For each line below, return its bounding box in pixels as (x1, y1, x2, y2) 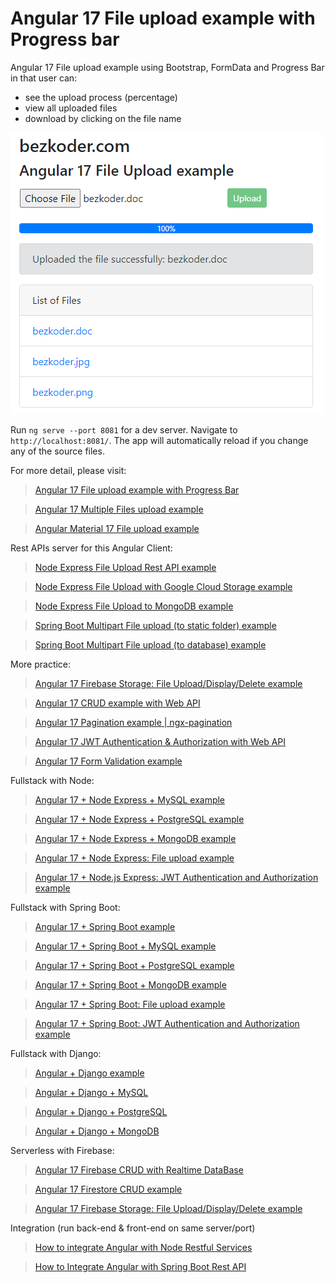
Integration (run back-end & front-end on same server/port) (10, 1222, 256, 1234)
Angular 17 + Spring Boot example (34, 920, 176, 932)
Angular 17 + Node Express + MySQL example (34, 793, 226, 806)
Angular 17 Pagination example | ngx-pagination (34, 716, 233, 728)
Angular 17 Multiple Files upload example (34, 503, 204, 515)
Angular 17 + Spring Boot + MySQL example (34, 940, 217, 952)
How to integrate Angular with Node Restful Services (34, 1241, 253, 1253)
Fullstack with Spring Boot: (10, 901, 121, 913)
